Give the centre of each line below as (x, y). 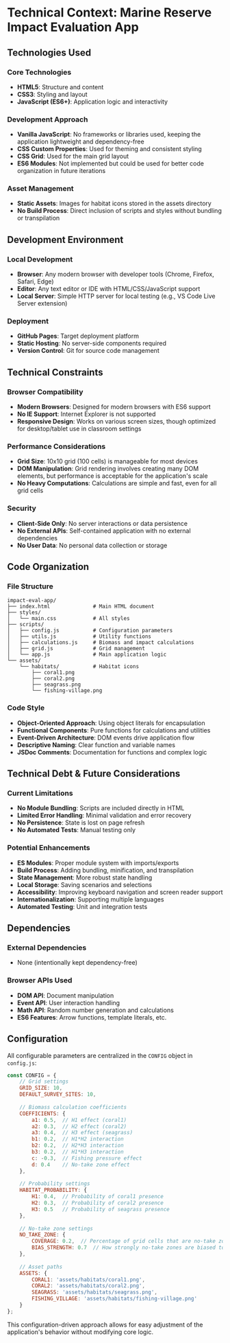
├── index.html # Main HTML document (81, 607)
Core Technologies (39, 72)
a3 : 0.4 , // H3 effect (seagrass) (82, 1133)
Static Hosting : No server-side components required (91, 343)
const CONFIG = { (32, 1075)
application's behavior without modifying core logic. (80, 1332)
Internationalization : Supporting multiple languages (90, 899)
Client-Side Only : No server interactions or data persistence (102, 523)
